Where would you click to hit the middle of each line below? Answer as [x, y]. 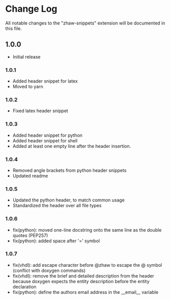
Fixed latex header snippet [40, 111]
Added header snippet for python [47, 135]
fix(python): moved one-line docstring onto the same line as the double [87, 230]
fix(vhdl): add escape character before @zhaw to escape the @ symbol [87, 265]
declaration [24, 287]
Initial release [26, 57]
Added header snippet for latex [45, 81]
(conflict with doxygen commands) [49, 270]
